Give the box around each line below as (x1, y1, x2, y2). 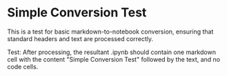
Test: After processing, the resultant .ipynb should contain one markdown (7, 48, 216, 56)
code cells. (7, 62, 39, 71)
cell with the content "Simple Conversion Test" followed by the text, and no (7, 55, 221, 63)
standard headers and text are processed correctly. (7, 34, 154, 42)
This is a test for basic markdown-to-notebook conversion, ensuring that (7, 27, 214, 36)
